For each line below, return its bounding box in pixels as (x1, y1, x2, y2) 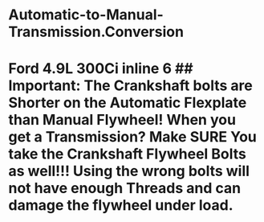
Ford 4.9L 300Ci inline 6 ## (8, 60, 194, 78)
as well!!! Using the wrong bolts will (8, 162, 250, 180)
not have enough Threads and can (8, 179, 242, 198)
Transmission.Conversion (8, 23, 185, 41)
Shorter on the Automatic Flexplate (8, 94, 247, 112)
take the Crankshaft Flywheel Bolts (8, 145, 246, 163)
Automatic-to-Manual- (8, 6, 164, 24)
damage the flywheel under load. (8, 196, 234, 215)
